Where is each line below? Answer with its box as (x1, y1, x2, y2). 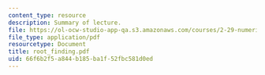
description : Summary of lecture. (8, 19, 122, 27)
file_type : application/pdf (8, 33, 101, 41)
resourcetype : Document (8, 41, 87, 48)
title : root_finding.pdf (8, 48, 90, 55)
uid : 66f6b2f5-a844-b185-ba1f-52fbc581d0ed (8, 55, 154, 63)
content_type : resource (8, 11, 87, 20)
